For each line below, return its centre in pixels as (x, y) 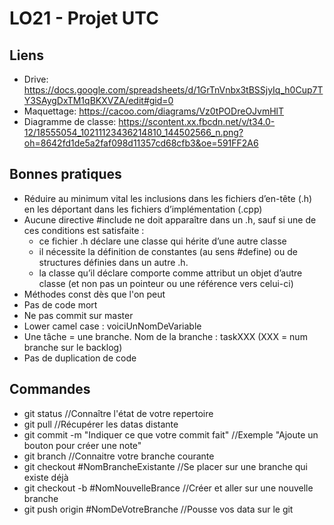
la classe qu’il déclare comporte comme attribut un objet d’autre (170, 273)
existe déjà (46, 477)
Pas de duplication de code (80, 358)
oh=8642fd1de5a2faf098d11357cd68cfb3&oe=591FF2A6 (141, 143)
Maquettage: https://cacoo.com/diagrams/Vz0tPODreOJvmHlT (154, 111)
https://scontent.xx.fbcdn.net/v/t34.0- (197, 121)
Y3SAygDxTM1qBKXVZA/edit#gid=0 (98, 100)
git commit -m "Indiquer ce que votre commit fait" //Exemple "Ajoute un (171, 434)
